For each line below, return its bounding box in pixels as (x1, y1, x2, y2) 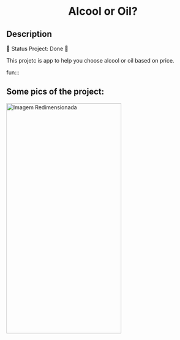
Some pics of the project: (6, 87, 105, 97)
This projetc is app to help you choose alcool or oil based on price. (6, 57, 174, 64)
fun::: (6, 69, 20, 76)
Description (6, 29, 52, 39)
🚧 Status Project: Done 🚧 (6, 45, 69, 52)
